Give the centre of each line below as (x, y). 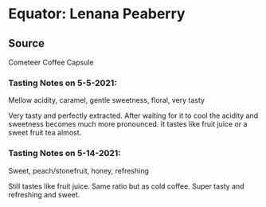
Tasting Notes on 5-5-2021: (63, 83)
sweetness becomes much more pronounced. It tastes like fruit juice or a (128, 124)
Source (27, 43)
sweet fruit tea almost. (45, 133)
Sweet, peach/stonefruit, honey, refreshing (79, 170)
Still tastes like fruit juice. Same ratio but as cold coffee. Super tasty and (126, 186)
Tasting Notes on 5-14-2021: (65, 154)
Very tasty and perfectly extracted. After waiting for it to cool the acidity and (133, 115)
